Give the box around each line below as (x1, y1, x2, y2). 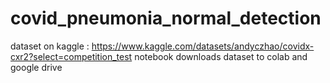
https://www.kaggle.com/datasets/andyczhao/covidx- (91, 40, 315, 52)
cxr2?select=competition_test (10, 50, 133, 62)
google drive (10, 61, 63, 73)
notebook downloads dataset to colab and (134, 50, 308, 62)
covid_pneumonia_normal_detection (10, 7, 322, 30)
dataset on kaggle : (10, 40, 90, 52)
